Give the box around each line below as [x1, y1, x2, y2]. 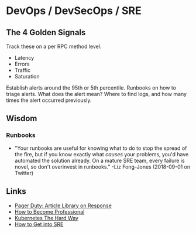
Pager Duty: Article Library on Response [14, 202, 112, 209]
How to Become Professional [14, 208, 85, 215]
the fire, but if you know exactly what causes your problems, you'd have [14, 150, 189, 157]
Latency [14, 54, 35, 61]
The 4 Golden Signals [6, 28, 86, 37]
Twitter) [14, 169, 34, 176]
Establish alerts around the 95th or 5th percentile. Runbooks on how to [6, 84, 177, 91]
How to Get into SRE [14, 221, 64, 228]
